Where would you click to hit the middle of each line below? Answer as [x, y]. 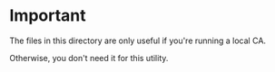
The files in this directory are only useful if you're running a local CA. [137, 40]
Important [48, 16]
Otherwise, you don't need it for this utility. [89, 58]
